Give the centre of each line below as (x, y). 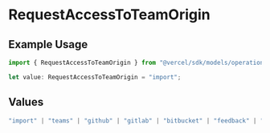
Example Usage (48, 44)
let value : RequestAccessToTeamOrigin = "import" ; (95, 77)
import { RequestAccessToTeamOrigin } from (82, 62)
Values (26, 102)
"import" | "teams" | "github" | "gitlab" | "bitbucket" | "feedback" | (133, 121)
